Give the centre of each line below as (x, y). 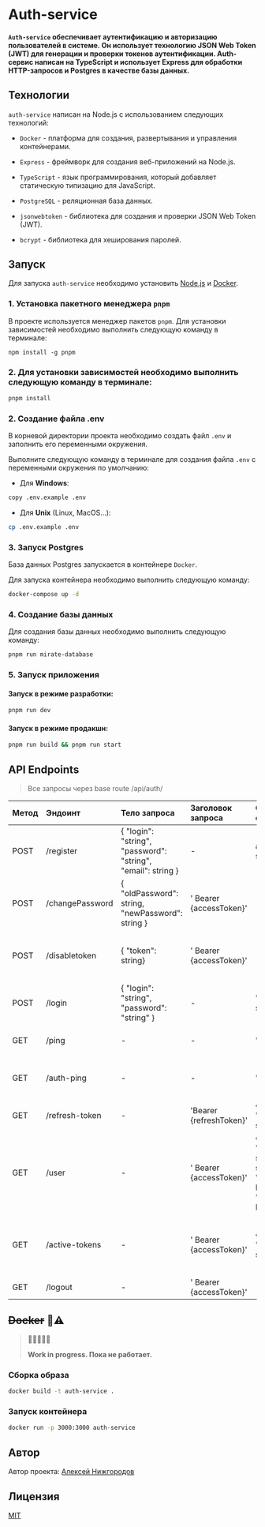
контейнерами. (45, 146)
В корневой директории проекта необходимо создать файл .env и (120, 436)
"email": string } (150, 871)
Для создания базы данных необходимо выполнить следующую (117, 632)
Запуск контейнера (48, 1412)
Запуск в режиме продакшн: (58, 728)
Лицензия (34, 1497)
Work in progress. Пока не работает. (90, 1354)
